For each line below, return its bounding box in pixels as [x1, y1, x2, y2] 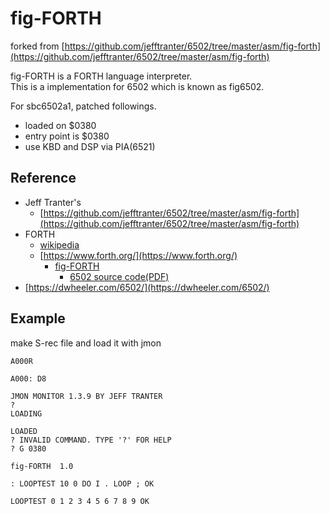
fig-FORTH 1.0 [10, 461, 74, 471]
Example [10, 310, 66, 327]
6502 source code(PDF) [69, 270, 170, 282]
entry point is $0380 [24, 130, 110, 142]
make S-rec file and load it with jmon [10, 337, 162, 349]
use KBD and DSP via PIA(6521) [24, 140, 156, 152]
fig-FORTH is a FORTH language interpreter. [10, 70, 193, 82]
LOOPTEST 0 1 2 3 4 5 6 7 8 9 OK [10, 496, 150, 506]
